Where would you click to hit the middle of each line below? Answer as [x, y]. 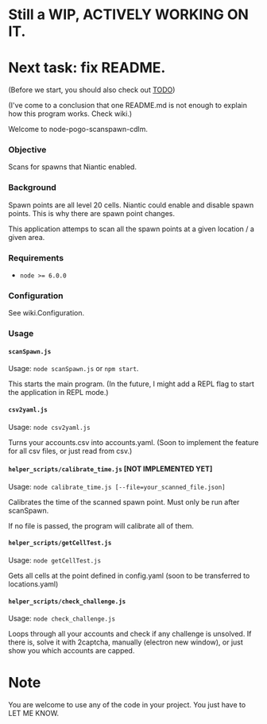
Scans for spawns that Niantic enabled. [73, 167]
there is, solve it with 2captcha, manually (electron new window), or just [126, 642]
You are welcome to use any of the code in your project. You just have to [127, 705]
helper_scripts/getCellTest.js [60, 543]
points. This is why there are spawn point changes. [92, 213]
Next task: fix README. [87, 68]
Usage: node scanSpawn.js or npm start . [74, 369]
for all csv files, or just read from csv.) [70, 451]
